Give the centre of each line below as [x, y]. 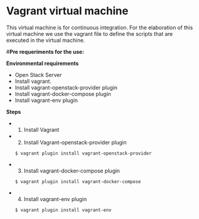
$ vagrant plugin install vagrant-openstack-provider [83, 153]
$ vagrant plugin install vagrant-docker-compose [78, 181]
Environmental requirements [42, 63]
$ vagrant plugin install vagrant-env [63, 210]
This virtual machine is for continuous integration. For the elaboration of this [99, 27]
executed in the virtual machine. [46, 40]
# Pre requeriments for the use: [45, 51]
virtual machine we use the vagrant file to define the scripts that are [90, 33]
